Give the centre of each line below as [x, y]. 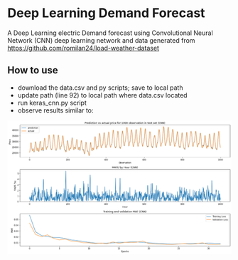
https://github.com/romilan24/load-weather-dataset [83, 48]
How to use [33, 70]
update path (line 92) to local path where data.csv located [102, 95]
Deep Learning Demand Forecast [106, 13]
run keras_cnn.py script [52, 103]
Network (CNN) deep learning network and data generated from [101, 40]
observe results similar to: [55, 110]
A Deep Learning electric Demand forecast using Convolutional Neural [110, 33]
